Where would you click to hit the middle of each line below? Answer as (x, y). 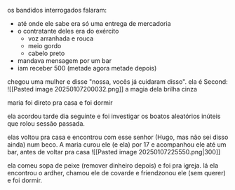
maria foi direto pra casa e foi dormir (60, 103)
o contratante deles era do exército (68, 31)
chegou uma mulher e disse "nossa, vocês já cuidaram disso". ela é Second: (117, 82)
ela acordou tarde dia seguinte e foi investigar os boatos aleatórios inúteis (114, 116)
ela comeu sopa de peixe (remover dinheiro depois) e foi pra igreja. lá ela (113, 166)
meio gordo (45, 46)
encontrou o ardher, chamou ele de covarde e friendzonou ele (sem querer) (116, 173)
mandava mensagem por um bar (65, 61)
